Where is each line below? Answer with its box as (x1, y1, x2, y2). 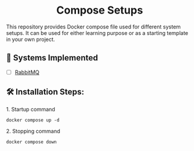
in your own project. (6, 36, 55, 43)
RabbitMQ (14, 69, 40, 76)
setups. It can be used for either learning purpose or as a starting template (6, 29, 189, 36)
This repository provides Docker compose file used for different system (6, 23, 181, 30)
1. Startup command (6, 105, 55, 113)
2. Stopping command (6, 127, 61, 134)
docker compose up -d (6, 117, 60, 123)
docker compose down (6, 139, 58, 145)
